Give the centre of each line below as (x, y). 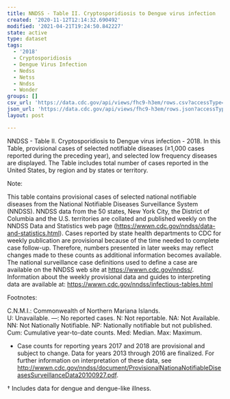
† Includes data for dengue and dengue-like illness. (79, 388)
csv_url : (20, 103)
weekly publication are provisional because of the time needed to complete (113, 240)
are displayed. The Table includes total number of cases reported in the (108, 162)
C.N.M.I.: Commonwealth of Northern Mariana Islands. (84, 311)
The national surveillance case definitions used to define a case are (102, 262)
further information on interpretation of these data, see (94, 360)
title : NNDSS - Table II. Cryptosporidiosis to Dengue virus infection (111, 13)
